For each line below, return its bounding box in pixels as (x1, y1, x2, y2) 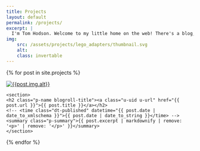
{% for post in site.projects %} (6, 69, 80, 76)
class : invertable (17, 53, 62, 59)
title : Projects (6, 8, 46, 15)
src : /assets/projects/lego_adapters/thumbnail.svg (17, 42, 148, 48)
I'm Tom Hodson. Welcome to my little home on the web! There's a (11, 31, 180, 37)
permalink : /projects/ (6, 20, 62, 25)
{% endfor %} (6, 139, 40, 146)
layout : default (6, 14, 46, 20)
